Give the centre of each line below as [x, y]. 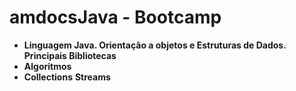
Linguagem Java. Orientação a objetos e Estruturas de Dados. [155, 45]
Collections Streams [67, 77]
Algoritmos [47, 66]
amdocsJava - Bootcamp [115, 17]
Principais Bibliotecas [70, 55]
